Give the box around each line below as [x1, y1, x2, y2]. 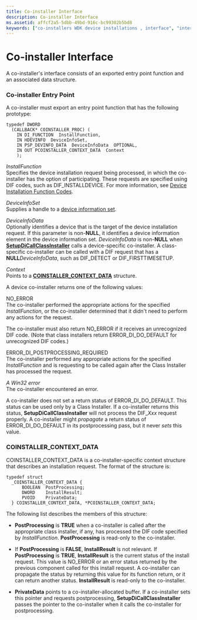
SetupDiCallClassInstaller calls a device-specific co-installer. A [6, 242, 161, 249]
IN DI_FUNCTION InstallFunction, [16, 132, 101, 138]
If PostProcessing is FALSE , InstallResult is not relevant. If [14, 545, 157, 552]
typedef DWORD [6, 122, 41, 128]
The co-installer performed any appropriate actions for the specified [6, 356, 171, 363]
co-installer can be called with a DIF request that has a [26, 248, 159, 256]
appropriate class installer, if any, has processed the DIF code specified [14, 528, 188, 535]
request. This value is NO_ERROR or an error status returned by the [14, 558, 177, 565]
